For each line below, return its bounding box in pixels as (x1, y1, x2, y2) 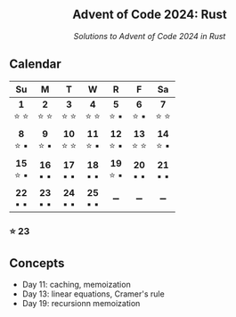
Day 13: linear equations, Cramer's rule (21, 289, 165, 299)
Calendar (9, 57, 61, 72)
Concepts (9, 256, 65, 271)
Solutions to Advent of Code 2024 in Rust (73, 30, 226, 41)
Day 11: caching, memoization (21, 280, 131, 290)
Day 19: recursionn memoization (21, 298, 141, 309)
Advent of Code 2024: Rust (72, 7, 227, 22)
